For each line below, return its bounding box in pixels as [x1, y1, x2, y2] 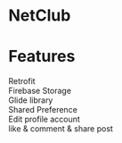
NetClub [8, 5, 71, 26]
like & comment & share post [8, 123, 113, 134]
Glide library [8, 95, 53, 105]
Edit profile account [8, 114, 81, 125]
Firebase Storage [8, 86, 72, 97]
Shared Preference [8, 105, 77, 115]
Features [8, 46, 76, 67]
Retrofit [8, 76, 37, 87]
